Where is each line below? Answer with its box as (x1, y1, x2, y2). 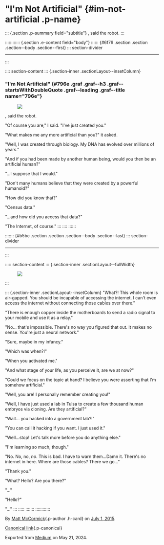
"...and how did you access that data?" (5, 214, 83, 220)
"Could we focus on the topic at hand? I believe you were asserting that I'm (5, 377, 156, 383)
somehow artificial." (5, 382, 45, 388)
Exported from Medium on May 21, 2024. (5, 535, 87, 541)
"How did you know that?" (5, 195, 58, 201)
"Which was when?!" (5, 348, 47, 354)
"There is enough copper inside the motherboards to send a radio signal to (5, 310, 155, 316)
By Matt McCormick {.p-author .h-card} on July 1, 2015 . (5, 516, 116, 522)
